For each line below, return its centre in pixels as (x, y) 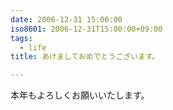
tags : (21, 38)
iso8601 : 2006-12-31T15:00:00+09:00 (86, 29)
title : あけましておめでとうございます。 (85, 57)
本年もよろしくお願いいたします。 (80, 95)
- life (33, 47)
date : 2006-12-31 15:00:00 (66, 19)
